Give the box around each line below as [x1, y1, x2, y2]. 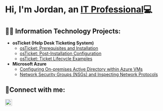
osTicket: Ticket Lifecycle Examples [19, 56, 93, 62]
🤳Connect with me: [5, 86, 65, 94]
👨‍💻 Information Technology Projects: [5, 27, 121, 35]
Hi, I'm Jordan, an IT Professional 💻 [5, 4, 153, 15]
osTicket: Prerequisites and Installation [19, 45, 99, 51]
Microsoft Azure [12, 61, 47, 67]
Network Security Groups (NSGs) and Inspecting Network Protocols [19, 72, 158, 77]
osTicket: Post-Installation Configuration [19, 50, 102, 56]
